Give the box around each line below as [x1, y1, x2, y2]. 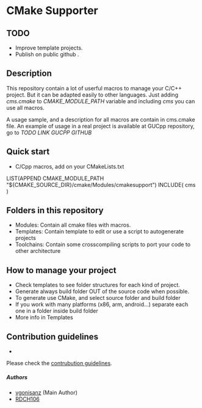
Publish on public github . [15, 51, 79, 58]
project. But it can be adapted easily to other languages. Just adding [6, 91, 179, 98]
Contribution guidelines [6, 331, 99, 342]
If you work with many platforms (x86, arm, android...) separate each [15, 301, 189, 308]
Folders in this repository [6, 205, 104, 216]
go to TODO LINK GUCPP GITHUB [6, 129, 92, 136]
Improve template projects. [15, 44, 83, 51]
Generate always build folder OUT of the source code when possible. [15, 288, 189, 295]
